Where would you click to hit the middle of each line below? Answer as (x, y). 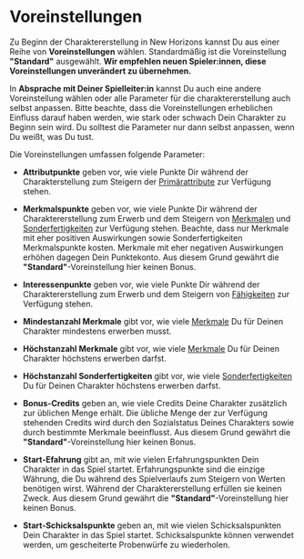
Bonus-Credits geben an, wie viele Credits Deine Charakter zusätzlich (155, 403)
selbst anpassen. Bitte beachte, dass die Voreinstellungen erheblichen (141, 107)
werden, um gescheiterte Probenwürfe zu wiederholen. (126, 544)
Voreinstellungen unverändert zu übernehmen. (101, 71)
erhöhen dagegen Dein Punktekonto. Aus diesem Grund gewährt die (151, 257)
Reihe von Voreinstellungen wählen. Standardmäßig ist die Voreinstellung (148, 51)
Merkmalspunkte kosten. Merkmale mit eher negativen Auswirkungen (153, 247)
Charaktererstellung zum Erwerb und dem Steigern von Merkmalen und (157, 218)
